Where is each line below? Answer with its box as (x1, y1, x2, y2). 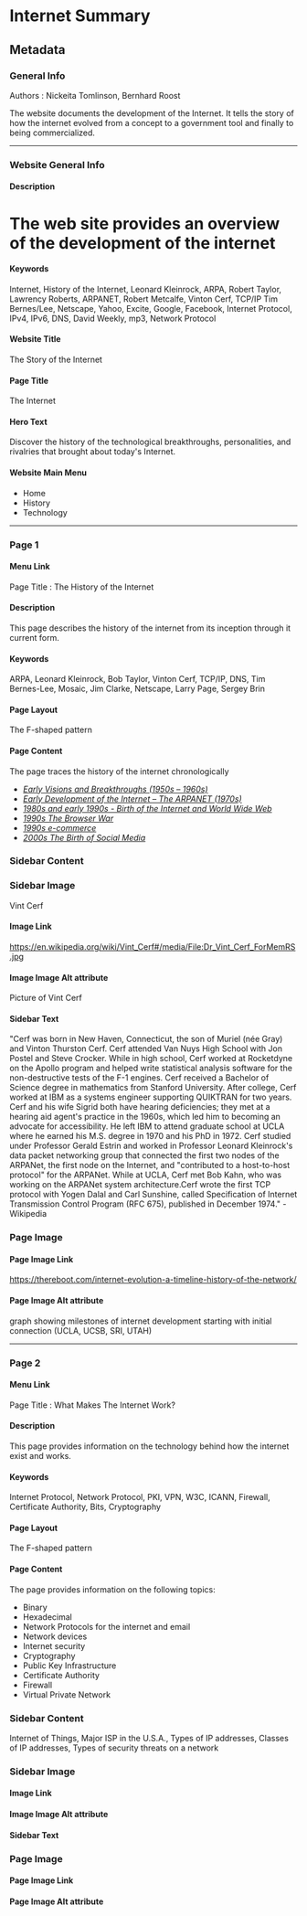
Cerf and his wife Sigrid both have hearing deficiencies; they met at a (9, 1102, 271, 1112)
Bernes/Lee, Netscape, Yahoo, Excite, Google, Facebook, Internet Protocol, (9, 303, 292, 314)
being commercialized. (9, 127, 96, 138)
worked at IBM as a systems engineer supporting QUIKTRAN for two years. (9, 1091, 292, 1102)
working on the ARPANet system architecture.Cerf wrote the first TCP (9, 1179, 271, 1190)
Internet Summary (9, 5, 151, 27)
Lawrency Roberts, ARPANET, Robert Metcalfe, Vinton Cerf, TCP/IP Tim (9, 293, 279, 304)
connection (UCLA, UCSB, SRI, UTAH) (9, 1325, 153, 1336)
